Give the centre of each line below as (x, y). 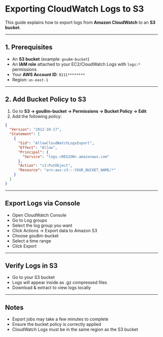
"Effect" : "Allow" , (37, 147)
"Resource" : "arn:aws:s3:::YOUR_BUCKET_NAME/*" (67, 170)
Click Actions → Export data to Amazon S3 (55, 230)
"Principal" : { (33, 152)
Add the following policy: (37, 116)
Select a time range (32, 241)
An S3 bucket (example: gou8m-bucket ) (51, 59)
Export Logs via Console (43, 203)
